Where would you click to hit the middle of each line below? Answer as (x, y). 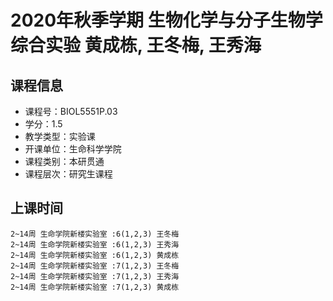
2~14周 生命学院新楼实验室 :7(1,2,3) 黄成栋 (95, 287)
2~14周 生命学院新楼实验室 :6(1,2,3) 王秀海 (95, 244)
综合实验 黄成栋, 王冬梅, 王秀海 (136, 45)
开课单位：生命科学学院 (73, 149)
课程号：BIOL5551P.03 (71, 111)
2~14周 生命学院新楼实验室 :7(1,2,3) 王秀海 (95, 276)
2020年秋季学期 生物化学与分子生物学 (166, 20)
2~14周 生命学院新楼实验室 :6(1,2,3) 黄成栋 (95, 255)
